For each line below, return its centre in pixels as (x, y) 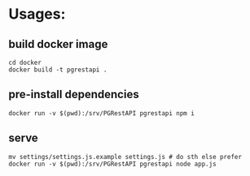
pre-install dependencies (74, 94)
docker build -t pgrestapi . (58, 70)
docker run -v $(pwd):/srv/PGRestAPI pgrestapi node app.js (113, 164)
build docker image (58, 44)
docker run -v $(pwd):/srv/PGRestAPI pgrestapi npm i (102, 113)
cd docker (25, 62)
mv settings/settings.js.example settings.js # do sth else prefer (125, 157)
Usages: (37, 14)
